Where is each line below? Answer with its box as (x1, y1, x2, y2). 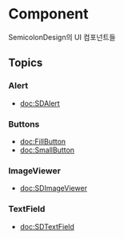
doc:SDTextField (19, 221, 74, 231)
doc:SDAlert (19, 98, 60, 108)
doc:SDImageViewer (19, 184, 88, 193)
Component (8, 5, 90, 23)
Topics (8, 56, 43, 70)
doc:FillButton (19, 136, 66, 146)
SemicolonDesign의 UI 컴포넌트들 (8, 32, 116, 42)
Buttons (8, 118, 40, 129)
